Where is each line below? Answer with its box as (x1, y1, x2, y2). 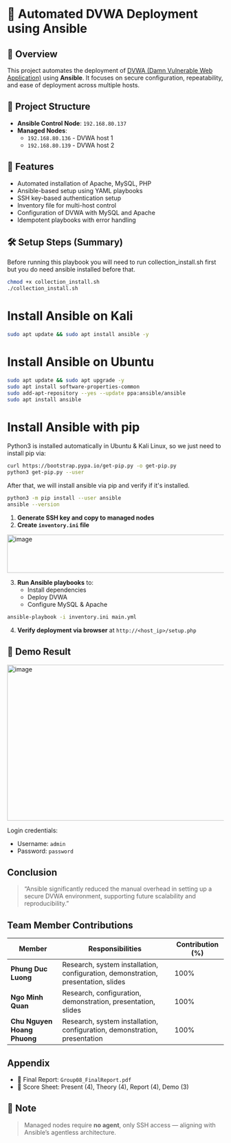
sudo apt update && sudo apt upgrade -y (7, 377, 125, 384)
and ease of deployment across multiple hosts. (7, 81, 140, 89)
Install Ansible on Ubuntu (7, 354, 155, 370)
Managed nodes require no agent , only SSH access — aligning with (23, 1120, 217, 1129)
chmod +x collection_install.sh (7, 278, 100, 286)
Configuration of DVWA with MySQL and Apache (16, 208, 156, 217)
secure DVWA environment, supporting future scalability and (23, 892, 196, 900)
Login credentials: (7, 826, 58, 834)
